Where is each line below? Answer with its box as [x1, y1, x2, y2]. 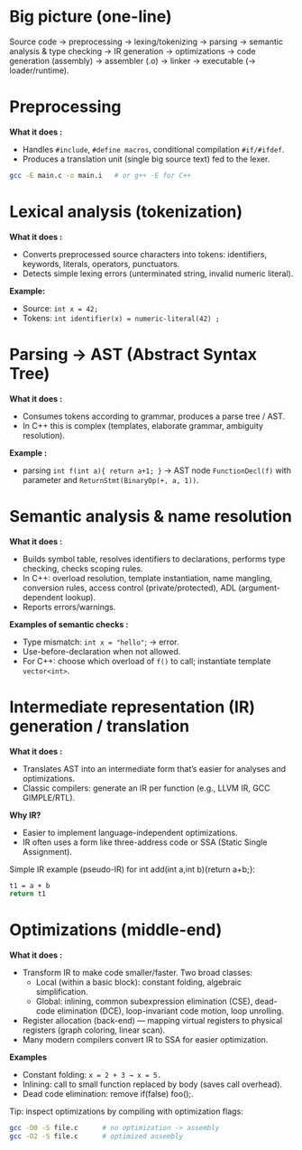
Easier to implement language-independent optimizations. [22, 827, 238, 838]
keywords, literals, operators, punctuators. [22, 258, 180, 269]
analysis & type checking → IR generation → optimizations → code [9, 45, 256, 56]
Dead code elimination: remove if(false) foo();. [22, 1089, 194, 1099]
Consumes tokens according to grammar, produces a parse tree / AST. [22, 411, 286, 422]
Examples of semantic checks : [9, 618, 129, 629]
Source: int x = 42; [22, 302, 99, 313]
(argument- [238, 582, 281, 593]
